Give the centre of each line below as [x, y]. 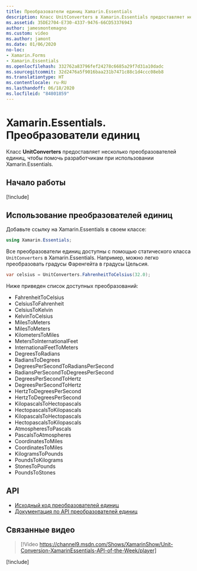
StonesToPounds [35, 466]
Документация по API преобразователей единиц [76, 511]
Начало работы [36, 183]
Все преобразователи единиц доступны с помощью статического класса [98, 251]
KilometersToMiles [37, 335]
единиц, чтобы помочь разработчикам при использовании [80, 158]
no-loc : [16, 50]
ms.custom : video [27, 34]
